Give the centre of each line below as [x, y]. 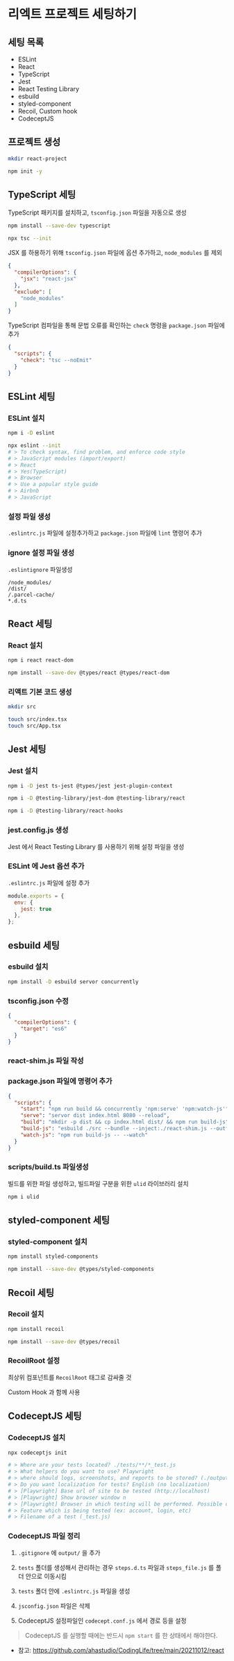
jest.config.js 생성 [38, 830]
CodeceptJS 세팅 [45, 1416]
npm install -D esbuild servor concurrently [73, 982]
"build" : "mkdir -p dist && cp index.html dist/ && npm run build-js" [125, 1122]
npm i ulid [24, 1196]
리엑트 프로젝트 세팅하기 [73, 14]
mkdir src [22, 707]
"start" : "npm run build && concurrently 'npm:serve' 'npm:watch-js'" [125, 1109]
